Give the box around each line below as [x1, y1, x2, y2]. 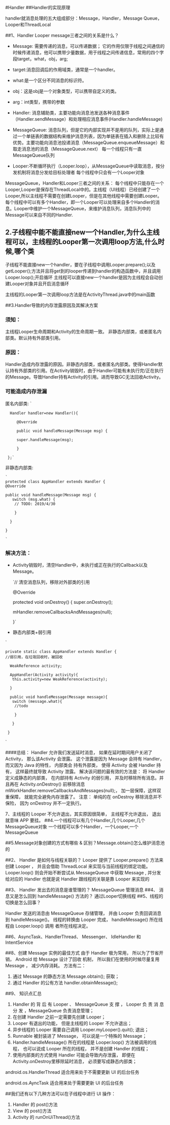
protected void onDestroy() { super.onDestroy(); [12, 599, 113, 605]
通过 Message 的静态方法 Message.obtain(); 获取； [12, 973, 120, 979]
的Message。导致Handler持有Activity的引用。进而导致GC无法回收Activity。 [5, 374, 164, 380]
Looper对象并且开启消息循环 [9, 281, 70, 287]
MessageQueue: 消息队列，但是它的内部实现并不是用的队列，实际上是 [12, 127, 160, 133]
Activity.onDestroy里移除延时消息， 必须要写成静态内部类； [12, 1059, 137, 1064]
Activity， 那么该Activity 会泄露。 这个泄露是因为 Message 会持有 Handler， [5, 756, 164, 762]
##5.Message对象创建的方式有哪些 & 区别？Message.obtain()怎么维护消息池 [5, 840, 165, 846]
